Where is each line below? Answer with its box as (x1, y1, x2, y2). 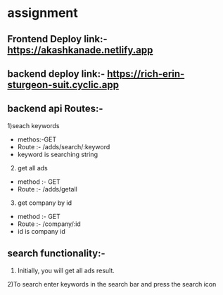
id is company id (17, 227, 65, 235)
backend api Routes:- (7, 103, 103, 115)
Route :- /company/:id (17, 220, 81, 228)
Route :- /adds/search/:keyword (17, 142, 110, 151)
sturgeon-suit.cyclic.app (7, 79, 120, 91)
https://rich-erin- (106, 68, 185, 80)
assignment (7, 5, 79, 21)
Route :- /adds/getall (17, 184, 77, 193)
